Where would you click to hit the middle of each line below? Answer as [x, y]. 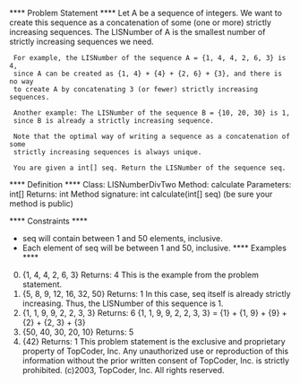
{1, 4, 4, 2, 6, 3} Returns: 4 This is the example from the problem [141, 275]
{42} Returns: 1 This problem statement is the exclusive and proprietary [154, 341]
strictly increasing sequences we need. [81, 41]
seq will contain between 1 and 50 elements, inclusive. [122, 238]
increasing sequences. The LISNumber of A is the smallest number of [137, 32]
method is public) [42, 204]
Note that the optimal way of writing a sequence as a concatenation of [152, 136]
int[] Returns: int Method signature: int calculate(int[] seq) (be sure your [141, 194]
